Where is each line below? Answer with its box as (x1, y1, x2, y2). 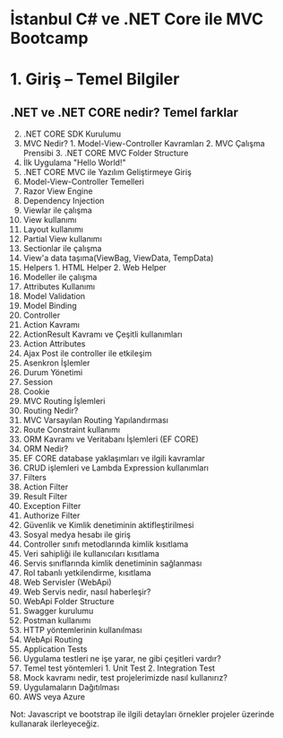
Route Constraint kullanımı (22, 425, 120, 435)
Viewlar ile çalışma (22, 205, 92, 215)
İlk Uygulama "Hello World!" (22, 157, 126, 168)
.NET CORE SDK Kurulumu (22, 128, 122, 139)
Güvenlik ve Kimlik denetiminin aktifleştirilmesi (22, 520, 194, 531)
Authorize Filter (22, 510, 81, 521)
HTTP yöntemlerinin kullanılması (22, 625, 142, 636)
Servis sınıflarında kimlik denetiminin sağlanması (22, 558, 202, 569)
